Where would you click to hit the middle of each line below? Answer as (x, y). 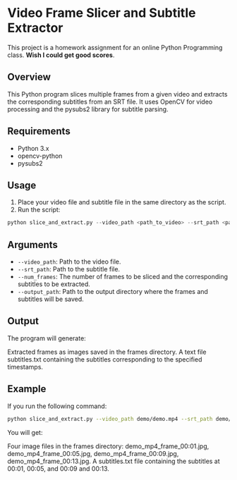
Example (27, 389)
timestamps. (25, 367)
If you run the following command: (57, 406)
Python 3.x (33, 148)
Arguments (33, 245)
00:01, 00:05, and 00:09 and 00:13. (58, 468)
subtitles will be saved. (51, 299)
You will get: (25, 432)
